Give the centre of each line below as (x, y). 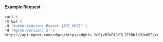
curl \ (11, 17)
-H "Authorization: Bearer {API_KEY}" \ (46, 26)
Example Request (23, 7)
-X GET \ (13, 22)
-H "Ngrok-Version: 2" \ (30, 30)
